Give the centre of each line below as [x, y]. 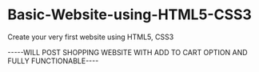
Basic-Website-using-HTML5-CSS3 [130, 15]
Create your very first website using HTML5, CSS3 [91, 37]
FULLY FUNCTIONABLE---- [53, 61]
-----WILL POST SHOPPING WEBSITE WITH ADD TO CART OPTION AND [128, 52]
